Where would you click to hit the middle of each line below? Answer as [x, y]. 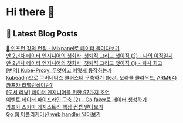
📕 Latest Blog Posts [42, 34]
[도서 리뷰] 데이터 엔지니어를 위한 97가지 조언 [58, 92]
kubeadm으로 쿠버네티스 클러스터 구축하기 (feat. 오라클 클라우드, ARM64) [91, 78]
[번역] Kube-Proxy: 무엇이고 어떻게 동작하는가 [59, 70]
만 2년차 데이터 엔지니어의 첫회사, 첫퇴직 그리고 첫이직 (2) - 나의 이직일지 [89, 56]
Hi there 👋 [30, 12]
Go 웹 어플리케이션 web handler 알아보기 [53, 114]
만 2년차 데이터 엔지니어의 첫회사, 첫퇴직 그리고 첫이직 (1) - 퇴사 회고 [84, 63]
